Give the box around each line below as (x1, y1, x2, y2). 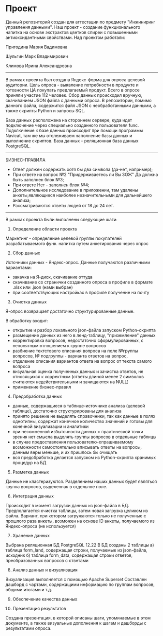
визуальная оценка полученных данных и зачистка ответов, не (12, 368, 144, 374)
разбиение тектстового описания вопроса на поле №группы (12, 348, 138, 353)
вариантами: (5, 265, 32, 270)
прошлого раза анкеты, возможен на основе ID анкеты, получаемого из (5, 518, 155, 524)
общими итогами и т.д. (5, 586, 53, 592)
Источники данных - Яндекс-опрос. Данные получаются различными (5, 259, 150, 265)
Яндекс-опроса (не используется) (5, 523, 76, 529)
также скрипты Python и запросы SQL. (5, 107, 86, 113)
